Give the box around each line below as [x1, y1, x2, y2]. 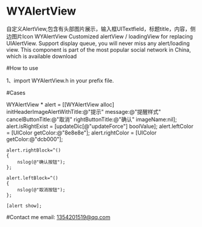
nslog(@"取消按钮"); [17, 187, 66, 193]
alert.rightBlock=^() [6, 147, 61, 153]
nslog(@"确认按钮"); [17, 159, 66, 165]
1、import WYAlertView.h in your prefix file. [6, 77, 114, 84]
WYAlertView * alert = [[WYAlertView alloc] [6, 100, 114, 108]
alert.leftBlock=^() [6, 175, 59, 181]
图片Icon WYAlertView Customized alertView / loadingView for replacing [11, 32, 193, 40]
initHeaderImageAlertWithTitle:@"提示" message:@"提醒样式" [6, 108, 161, 115]
